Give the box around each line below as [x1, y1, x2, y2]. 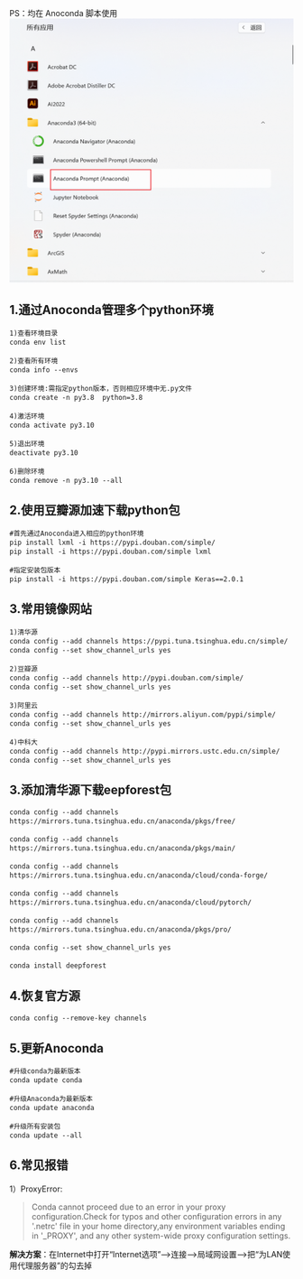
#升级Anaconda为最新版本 [9, 1094, 93, 1103]
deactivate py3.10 [9, 448, 78, 458]
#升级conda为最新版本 [9, 1066, 81, 1076]
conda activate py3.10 [9, 421, 95, 430]
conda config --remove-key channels [9, 1014, 147, 1023]
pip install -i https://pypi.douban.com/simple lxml [9, 547, 212, 556]
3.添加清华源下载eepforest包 [9, 782, 172, 797]
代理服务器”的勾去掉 [16, 1260, 93, 1271]
